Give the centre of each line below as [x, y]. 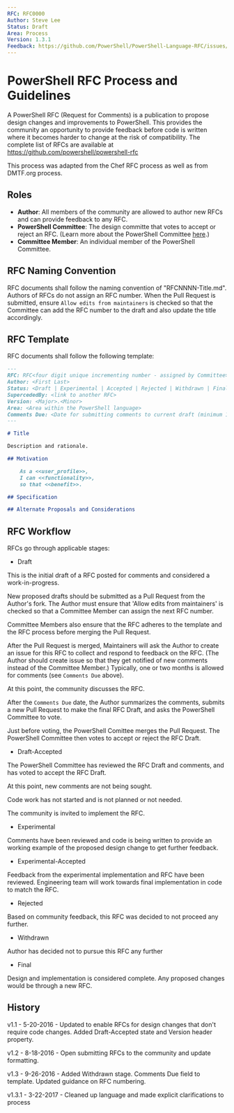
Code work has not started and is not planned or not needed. [95, 800]
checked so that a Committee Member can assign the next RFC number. [111, 611]
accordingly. [25, 317]
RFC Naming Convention [62, 271]
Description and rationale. [48, 446]
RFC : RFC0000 [26, 14]
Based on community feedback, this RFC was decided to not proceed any [113, 917]
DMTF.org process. [35, 173]
